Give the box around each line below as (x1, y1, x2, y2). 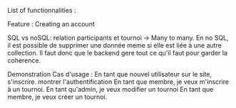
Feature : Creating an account (7, 20, 95, 28)
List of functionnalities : (7, 6, 76, 14)
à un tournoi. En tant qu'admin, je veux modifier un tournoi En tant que (7, 85, 214, 93)
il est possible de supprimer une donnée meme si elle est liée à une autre (7, 41, 222, 49)
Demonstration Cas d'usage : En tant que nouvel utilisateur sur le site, (7, 70, 212, 78)
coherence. (7, 56, 41, 65)
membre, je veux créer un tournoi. (7, 92, 108, 101)
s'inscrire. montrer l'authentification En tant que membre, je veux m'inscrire (7, 77, 230, 86)
